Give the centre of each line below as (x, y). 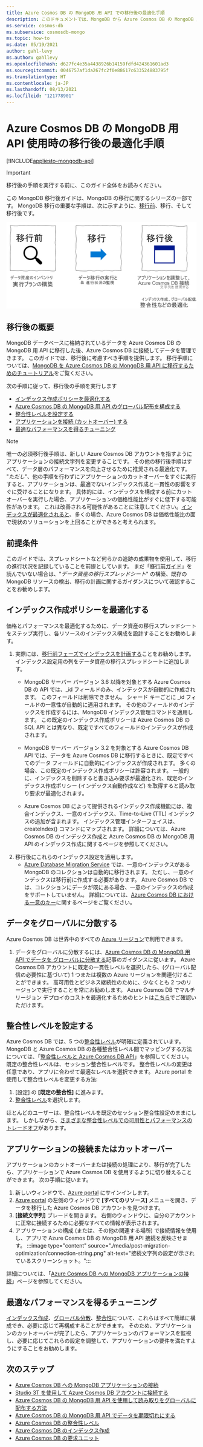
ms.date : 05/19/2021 (32, 45)
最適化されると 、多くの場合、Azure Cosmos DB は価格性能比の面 (114, 515)
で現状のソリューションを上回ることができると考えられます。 (83, 522)
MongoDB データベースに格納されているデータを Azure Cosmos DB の (94, 343)
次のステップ (30, 1369)
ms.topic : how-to (28, 38)
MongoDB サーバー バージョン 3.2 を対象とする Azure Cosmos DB (106, 747)
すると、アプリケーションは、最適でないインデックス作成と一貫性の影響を (99, 484)
